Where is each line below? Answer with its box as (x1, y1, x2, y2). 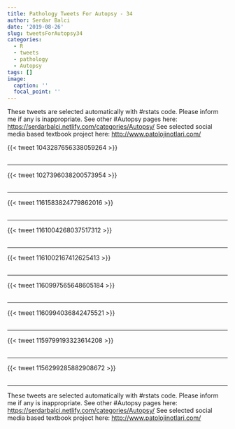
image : (7, 75, 27, 83)
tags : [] (7, 69, 33, 76)
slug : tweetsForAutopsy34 (7, 29, 83, 37)
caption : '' (13, 82, 49, 89)
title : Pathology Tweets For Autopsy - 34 (7, 10, 133, 17)
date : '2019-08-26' (7, 23, 64, 30)
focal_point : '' (13, 88, 61, 95)
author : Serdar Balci (7, 17, 71, 24)
